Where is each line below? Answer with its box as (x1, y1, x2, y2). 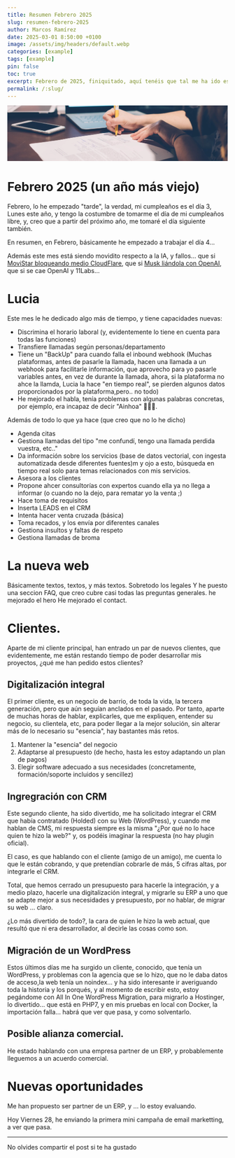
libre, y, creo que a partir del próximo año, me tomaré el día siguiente (7, 217, 206, 225)
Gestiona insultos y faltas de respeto (17, 526, 124, 534)
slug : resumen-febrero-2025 (7, 18, 90, 26)
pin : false (7, 63, 39, 70)
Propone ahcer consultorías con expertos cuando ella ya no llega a (17, 481, 211, 489)
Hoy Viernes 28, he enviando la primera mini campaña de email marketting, (7, 1115, 225, 1124)
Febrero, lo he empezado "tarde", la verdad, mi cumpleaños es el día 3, (7, 202, 212, 210)
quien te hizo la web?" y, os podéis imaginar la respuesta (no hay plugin (7, 832, 215, 840)
